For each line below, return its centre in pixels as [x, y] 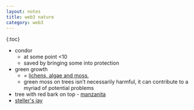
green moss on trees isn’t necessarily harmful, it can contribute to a [106, 82]
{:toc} [13, 39]
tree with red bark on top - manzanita [60, 94]
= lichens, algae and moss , [56, 76]
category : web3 [25, 22]
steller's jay [29, 101]
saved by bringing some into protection [71, 63]
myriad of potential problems [59, 88]
